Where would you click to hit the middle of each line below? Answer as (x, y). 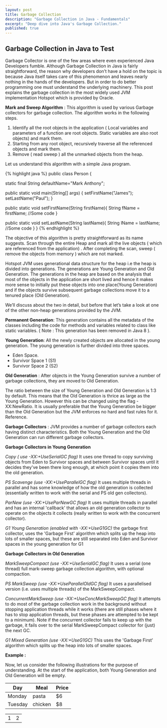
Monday (17, 696)
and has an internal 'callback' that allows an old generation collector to (78, 508)
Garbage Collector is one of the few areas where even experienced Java (80, 60)
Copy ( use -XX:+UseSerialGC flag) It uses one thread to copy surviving (79, 456)
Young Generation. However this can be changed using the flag (70, 401)
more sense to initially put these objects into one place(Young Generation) (81, 285)
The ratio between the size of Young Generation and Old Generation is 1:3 (81, 390)
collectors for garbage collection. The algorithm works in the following (77, 112)
